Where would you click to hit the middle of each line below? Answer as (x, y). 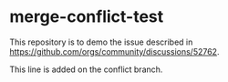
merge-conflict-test (87, 17)
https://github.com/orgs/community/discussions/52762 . (114, 51)
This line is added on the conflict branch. (86, 69)
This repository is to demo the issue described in (101, 42)
